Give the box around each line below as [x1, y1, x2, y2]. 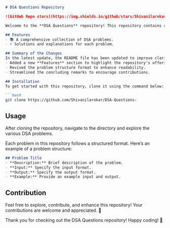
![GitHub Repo [5, 14, 35, 19]
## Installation [5, 79, 39, 84]
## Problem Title [5, 155, 42, 160]
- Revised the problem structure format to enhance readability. [5, 65, 146, 70]
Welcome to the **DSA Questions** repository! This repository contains [5, 23, 162, 28]
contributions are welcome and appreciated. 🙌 [5, 207, 102, 213]
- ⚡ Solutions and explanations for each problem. [5, 42, 114, 47]
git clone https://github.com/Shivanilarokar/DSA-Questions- [5, 97, 137, 103]
